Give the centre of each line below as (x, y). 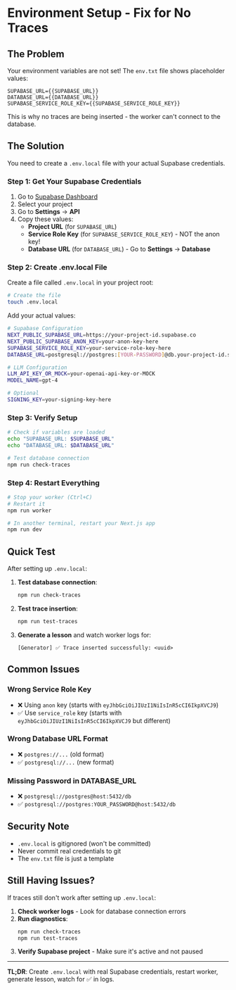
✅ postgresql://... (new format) (66, 762)
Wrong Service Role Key (50, 689)
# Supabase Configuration (45, 329)
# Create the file (34, 296)
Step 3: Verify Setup (42, 418)
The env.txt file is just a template (66, 858)
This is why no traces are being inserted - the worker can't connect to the (114, 117)
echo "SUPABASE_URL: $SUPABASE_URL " (61, 439)
